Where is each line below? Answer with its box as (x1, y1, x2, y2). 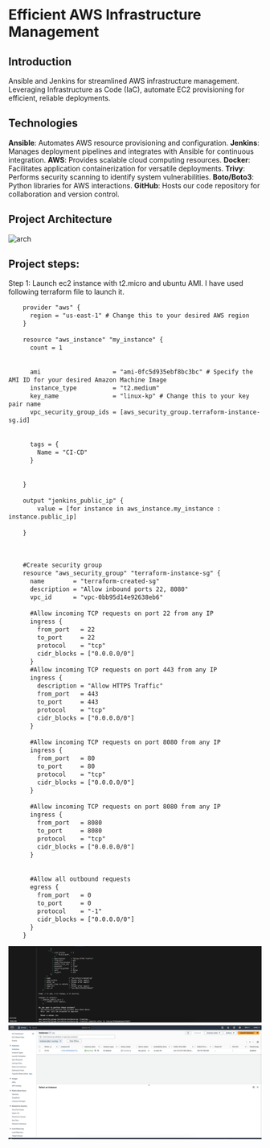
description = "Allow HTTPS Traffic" (37, 682, 163, 690)
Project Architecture (8, 213, 112, 226)
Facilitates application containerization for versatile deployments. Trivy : (8, 163, 246, 173)
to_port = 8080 (37, 827, 103, 835)
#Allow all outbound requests (29, 875, 131, 883)
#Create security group (22, 561, 103, 569)
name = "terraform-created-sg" (29, 577, 160, 585)
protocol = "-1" (37, 907, 103, 915)
